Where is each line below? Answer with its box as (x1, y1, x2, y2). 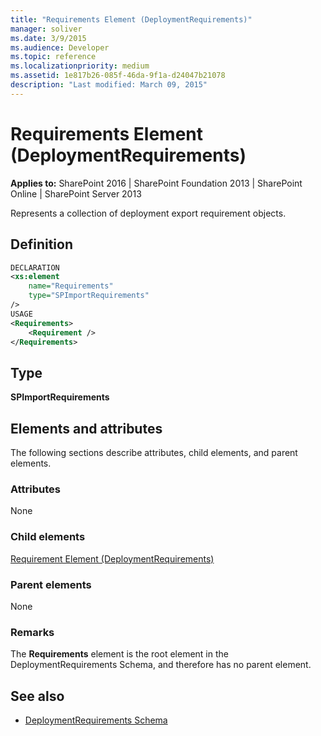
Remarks (10, 625, 55, 639)
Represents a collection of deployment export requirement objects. (10, 207, 287, 219)
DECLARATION (10, 262, 60, 273)
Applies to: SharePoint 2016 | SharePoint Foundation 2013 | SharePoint (10, 177, 303, 189)
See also (10, 687, 65, 705)
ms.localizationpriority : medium (10, 61, 150, 71)
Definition (10, 236, 73, 253)
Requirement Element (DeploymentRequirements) (10, 552, 215, 565)
